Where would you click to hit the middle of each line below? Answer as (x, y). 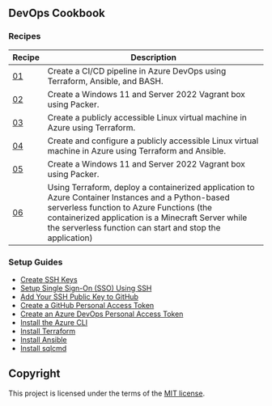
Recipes (25, 36)
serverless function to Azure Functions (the (130, 207)
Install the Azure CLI (54, 322)
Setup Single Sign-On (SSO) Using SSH (86, 288)
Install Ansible (43, 340)
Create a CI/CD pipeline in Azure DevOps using (137, 70)
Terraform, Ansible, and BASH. (105, 81)
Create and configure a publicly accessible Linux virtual (153, 141)
